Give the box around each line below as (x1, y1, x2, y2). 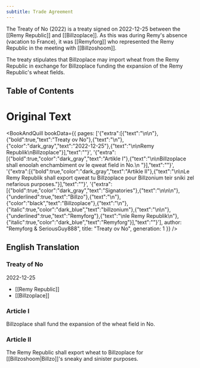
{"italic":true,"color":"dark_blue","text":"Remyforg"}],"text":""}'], (6, 218, 163, 226)
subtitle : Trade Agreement (6, 8, 73, 15)
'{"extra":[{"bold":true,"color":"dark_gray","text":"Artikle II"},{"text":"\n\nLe (6, 168, 190, 175)
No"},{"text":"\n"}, (79, 136, 124, 143)
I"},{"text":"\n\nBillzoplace (122, 155, 186, 162)
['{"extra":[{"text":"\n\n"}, (95, 129, 159, 136)
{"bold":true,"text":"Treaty (6, 136, 70, 143)
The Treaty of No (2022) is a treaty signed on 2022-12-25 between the (6, 25, 181, 32)
